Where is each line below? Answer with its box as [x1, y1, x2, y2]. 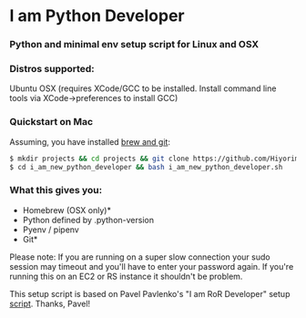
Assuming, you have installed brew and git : [9, 136, 171, 147]
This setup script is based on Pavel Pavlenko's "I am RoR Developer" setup [9, 288, 291, 299]
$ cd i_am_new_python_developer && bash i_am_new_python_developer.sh [9, 162, 283, 171]
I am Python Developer [9, 5, 185, 26]
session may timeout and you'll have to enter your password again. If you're [9, 261, 294, 272]
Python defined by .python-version [22, 214, 155, 225]
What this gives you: [9, 184, 103, 197]
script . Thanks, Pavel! [9, 298, 91, 309]
